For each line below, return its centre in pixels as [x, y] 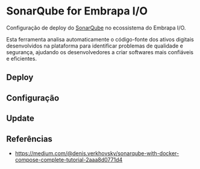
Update [20, 118]
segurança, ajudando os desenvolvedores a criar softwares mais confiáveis [100, 52]
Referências [30, 139]
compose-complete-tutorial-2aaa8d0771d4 [69, 159]
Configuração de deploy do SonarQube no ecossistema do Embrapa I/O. [96, 28]
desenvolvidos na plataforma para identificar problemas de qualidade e [95, 46]
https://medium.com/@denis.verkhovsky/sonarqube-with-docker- [97, 153]
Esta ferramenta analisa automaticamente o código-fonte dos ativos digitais [100, 39]
